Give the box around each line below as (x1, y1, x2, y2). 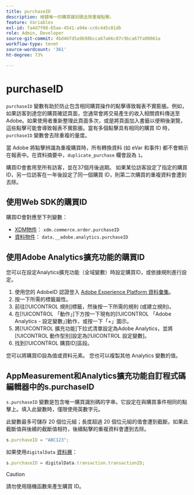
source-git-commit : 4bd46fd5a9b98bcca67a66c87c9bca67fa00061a (6, 36, 161, 41)
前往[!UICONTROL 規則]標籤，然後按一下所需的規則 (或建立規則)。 (14, 303, 175, 310)
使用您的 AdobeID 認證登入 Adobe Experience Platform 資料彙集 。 (14, 289, 174, 296)
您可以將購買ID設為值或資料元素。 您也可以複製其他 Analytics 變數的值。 (6, 352, 181, 359)
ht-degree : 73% (6, 52, 43, 58)
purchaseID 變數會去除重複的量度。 (6, 131, 91, 139)
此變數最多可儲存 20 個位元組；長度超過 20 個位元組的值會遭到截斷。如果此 (6, 418, 189, 425)
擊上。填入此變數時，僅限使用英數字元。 (6, 406, 103, 413)
